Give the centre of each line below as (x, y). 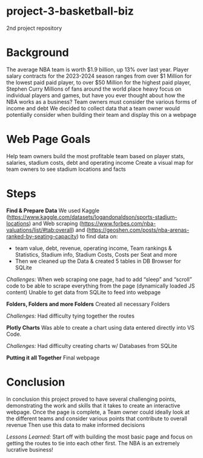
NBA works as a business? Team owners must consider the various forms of (101, 102)
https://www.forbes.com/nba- (118, 223)
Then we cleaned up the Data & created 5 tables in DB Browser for (98, 261)
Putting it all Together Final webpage (53, 358)
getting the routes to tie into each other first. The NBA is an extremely (93, 443)
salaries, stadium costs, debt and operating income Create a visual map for (100, 162)
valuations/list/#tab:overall (39, 230)
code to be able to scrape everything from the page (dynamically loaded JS (101, 286)
